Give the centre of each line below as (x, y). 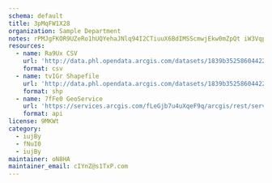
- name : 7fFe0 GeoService (59, 99)
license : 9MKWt (34, 121)
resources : (27, 46)
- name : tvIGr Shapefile (57, 76)
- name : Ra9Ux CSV (47, 53)
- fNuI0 (29, 144)
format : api (43, 114)
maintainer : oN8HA (39, 159)
